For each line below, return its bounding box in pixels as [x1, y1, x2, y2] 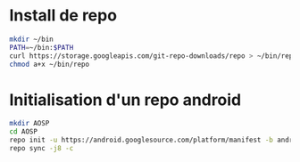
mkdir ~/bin [9, 35, 54, 44]
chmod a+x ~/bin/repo [9, 60, 90, 69]
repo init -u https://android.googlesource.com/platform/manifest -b [9, 135, 274, 145]
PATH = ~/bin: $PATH [9, 43, 74, 52]
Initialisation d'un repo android [9, 90, 242, 109]
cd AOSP [9, 127, 38, 136]
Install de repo [9, 5, 118, 26]
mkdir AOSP [9, 119, 50, 128]
